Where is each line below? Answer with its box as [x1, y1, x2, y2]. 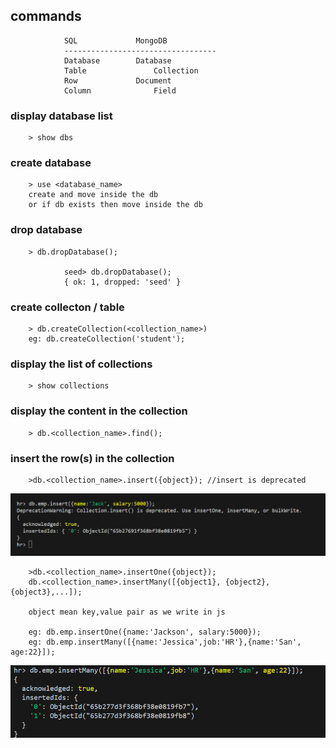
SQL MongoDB [63, 35, 168, 46]
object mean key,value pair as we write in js [28, 607, 226, 617]
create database [10, 156, 92, 170]
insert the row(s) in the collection [10, 451, 175, 465]
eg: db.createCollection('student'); [28, 334, 186, 344]
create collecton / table [10, 300, 125, 314]
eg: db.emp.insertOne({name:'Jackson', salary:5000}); [28, 627, 262, 637]
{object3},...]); [10, 587, 83, 597]
